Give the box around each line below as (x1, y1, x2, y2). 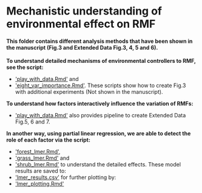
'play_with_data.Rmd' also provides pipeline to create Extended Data (15, 112, 186, 119)
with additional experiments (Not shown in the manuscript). (15, 88, 163, 96)
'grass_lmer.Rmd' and (15, 154, 70, 162)
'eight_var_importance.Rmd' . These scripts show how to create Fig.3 (15, 82, 186, 89)
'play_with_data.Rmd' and (15, 76, 79, 83)
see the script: (6, 64, 44, 71)
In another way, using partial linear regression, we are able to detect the (6, 130, 191, 137)
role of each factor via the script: (6, 136, 91, 143)
